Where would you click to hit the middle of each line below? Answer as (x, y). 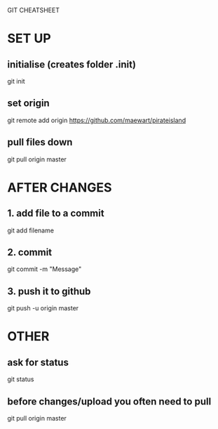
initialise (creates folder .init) (72, 64)
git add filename (31, 230)
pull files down (40, 142)
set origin (29, 104)
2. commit (30, 252)
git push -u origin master (43, 308)
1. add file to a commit (56, 213)
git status (21, 379)
